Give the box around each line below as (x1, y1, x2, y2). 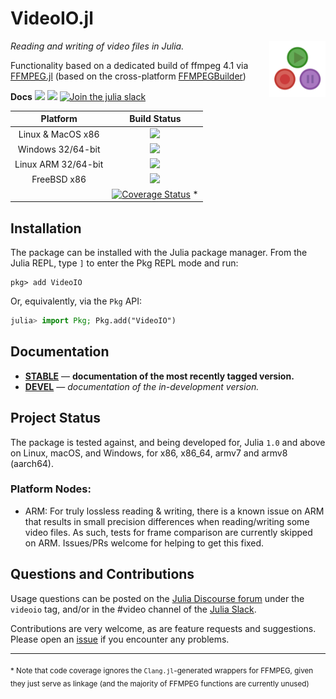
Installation (10, 220, 82, 237)
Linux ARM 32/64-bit (14, 158, 104, 171)
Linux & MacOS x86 (18, 128, 100, 140)
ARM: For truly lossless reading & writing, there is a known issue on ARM (24, 505, 325, 517)
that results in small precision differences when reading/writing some (24, 515, 310, 527)
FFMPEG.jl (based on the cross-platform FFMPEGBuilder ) (10, 70, 247, 82)
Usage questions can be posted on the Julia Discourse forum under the (10, 592, 305, 604)
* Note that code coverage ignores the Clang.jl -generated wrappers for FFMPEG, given (10, 666, 314, 676)
